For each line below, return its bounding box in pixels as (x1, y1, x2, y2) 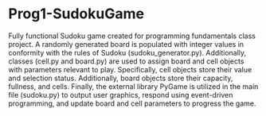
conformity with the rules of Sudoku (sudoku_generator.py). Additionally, (8, 48, 247, 57)
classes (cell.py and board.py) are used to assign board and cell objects (8, 56, 244, 66)
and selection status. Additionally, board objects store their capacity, (8, 73, 233, 83)
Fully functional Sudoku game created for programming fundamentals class (8, 31, 256, 41)
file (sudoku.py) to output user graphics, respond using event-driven (8, 90, 233, 99)
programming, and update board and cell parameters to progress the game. (8, 99, 256, 108)
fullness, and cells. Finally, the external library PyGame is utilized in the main (8, 81, 259, 91)
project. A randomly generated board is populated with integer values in (8, 39, 244, 48)
